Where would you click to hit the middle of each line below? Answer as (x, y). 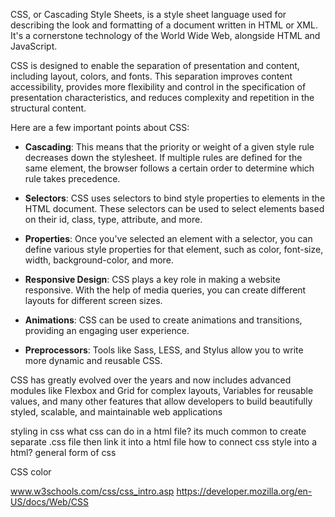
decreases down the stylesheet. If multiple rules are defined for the (163, 157)
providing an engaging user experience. (107, 330)
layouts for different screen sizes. (93, 300)
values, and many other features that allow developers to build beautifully (161, 401)
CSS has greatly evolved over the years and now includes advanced (151, 380)
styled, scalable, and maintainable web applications (116, 412)
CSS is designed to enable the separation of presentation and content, (155, 65)
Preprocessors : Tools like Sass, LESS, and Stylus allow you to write (164, 350)
